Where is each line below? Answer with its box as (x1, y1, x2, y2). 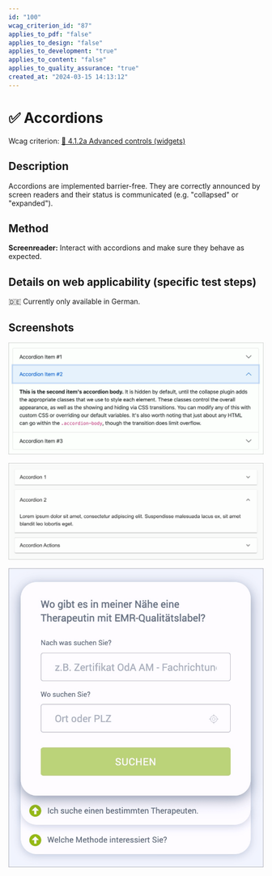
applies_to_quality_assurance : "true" (8, 65, 139, 73)
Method (8, 221, 49, 235)
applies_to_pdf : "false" (8, 30, 92, 38)
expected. (8, 252, 42, 262)
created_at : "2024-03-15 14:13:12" (8, 73, 129, 81)
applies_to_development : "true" (8, 47, 117, 56)
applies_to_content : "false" (8, 56, 107, 64)
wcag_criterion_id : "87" (8, 21, 92, 30)
